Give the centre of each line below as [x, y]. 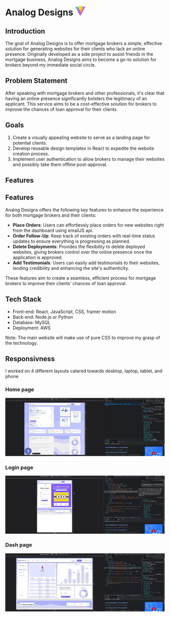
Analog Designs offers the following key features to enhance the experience [84, 210]
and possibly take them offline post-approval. [60, 164]
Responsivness [30, 359]
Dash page [19, 545]
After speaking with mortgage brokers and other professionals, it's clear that [85, 93]
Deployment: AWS [31, 328]
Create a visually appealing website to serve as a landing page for [81, 138]
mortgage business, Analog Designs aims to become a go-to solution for [81, 59]
